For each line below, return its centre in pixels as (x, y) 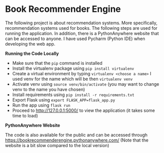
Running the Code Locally (32, 53)
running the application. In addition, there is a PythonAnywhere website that (82, 33)
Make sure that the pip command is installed (57, 63)
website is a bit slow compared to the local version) (57, 145)
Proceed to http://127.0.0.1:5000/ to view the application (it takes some (83, 110)
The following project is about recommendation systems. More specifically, (81, 23)
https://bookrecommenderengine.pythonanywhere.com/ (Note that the (77, 140)
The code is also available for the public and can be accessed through (76, 135)
